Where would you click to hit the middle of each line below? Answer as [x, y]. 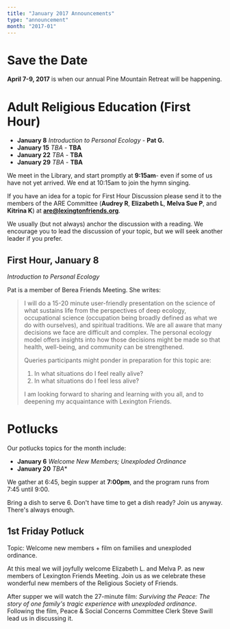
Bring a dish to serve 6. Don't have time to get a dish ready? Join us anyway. [115, 502]
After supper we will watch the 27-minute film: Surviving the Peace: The [108, 596]
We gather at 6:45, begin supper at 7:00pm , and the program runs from [108, 482]
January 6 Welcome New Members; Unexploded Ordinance [102, 461]
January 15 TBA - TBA [49, 147]
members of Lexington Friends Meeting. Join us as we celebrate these [106, 575]
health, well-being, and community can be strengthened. [104, 347]
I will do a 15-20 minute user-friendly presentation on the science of [119, 303]
